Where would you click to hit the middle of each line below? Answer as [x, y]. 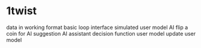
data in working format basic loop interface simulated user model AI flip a [97, 27]
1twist [22, 11]
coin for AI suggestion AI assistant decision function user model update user [101, 33]
